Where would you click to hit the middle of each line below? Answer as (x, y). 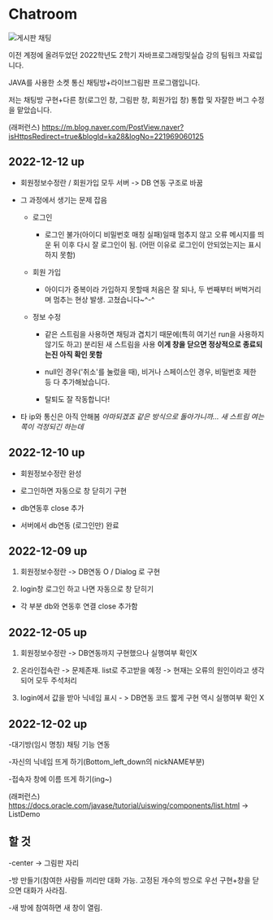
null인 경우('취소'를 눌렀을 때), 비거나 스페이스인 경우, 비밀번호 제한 (150, 372)
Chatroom (43, 14)
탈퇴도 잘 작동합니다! (77, 399)
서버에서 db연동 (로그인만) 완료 (69, 525)
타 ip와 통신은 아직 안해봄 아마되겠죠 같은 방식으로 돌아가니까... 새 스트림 (134, 416)
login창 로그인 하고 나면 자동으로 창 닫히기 (87, 589)
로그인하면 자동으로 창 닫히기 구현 (74, 491)
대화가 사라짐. (45, 890)
